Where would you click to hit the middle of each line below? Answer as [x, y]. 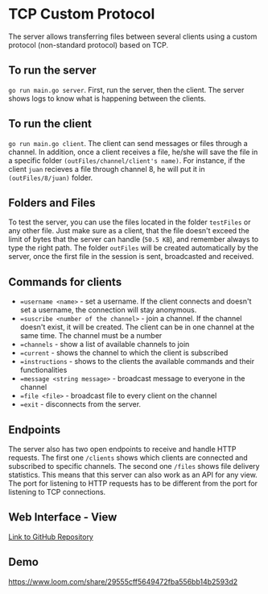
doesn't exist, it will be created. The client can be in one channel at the [137, 327]
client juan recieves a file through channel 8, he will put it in [107, 169]
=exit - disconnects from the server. [80, 404]
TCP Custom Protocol [82, 14]
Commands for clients [65, 282]
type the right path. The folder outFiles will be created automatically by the [134, 248]
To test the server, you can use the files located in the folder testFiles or [130, 222]
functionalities [43, 370]
